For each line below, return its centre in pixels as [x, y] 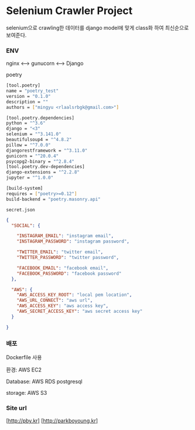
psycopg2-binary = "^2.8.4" [40, 161]
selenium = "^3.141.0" [34, 134]
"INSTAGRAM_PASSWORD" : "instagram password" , [73, 241]
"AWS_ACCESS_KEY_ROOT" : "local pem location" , [74, 295]
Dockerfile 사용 [24, 357]
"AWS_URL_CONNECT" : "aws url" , [55, 301]
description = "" [27, 102]
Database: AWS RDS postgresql [45, 381]
